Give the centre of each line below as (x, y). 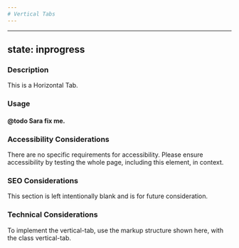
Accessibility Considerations (58, 139)
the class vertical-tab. (39, 238)
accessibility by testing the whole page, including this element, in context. (116, 162)
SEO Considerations (43, 181)
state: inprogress (46, 50)
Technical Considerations (53, 215)
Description (28, 70)
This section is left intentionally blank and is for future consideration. (108, 196)
